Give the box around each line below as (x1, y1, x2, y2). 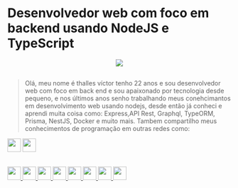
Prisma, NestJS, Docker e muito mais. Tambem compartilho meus (24, 117, 217, 125)
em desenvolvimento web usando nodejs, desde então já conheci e (24, 102, 222, 110)
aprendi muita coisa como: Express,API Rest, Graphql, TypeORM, (24, 109, 215, 118)
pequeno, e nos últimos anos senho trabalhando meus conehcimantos (24, 94, 231, 103)
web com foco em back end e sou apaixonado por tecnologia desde (24, 87, 225, 95)
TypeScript (7, 36, 75, 51)
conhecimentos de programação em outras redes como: (24, 125, 190, 133)
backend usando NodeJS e (7, 20, 169, 36)
